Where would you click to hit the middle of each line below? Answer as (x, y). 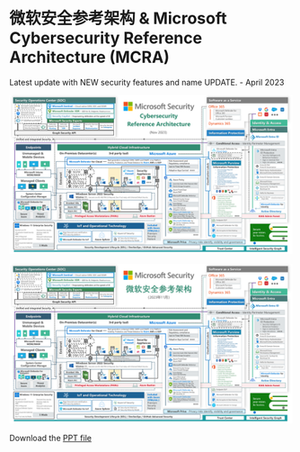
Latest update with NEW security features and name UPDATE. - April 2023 (147, 82)
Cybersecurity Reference (106, 38)
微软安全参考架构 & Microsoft (118, 18)
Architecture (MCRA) (90, 57)
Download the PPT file (51, 438)
